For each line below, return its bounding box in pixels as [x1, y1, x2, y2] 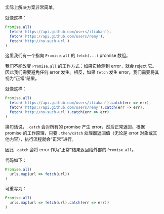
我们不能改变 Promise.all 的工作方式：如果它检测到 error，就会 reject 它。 [5, 63, 157, 69]
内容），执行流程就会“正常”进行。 [9, 136, 77, 142]
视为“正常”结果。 [5, 76, 40, 82]
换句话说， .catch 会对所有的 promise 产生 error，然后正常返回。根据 [5, 124, 145, 129]
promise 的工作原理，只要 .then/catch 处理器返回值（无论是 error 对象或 [5, 130, 153, 136]
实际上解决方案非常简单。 [5, 4, 57, 10]
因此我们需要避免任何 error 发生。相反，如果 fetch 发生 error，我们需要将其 [5, 69, 160, 75]
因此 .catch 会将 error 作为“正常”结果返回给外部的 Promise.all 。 [5, 146, 137, 152]
